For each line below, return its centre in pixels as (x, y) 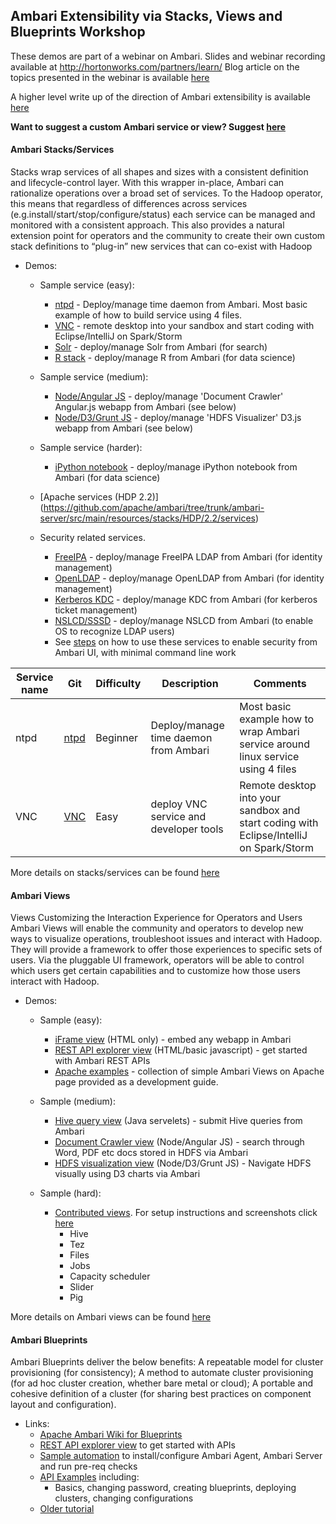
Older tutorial (67, 1509)
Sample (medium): (77, 1101)
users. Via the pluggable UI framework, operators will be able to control (157, 960)
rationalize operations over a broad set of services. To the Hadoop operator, (166, 193)
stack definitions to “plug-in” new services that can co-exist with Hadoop (161, 246)
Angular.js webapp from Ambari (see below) (145, 407)
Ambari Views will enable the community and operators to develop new (157, 928)
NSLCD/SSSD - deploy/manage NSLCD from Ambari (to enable (184, 621)
